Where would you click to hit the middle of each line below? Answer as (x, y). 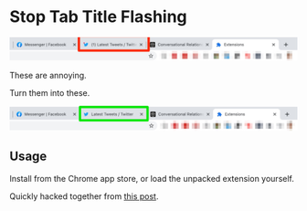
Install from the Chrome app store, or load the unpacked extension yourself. (152, 178)
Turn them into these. (50, 93)
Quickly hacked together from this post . (84, 196)
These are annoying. (48, 76)
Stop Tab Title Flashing (98, 17)
